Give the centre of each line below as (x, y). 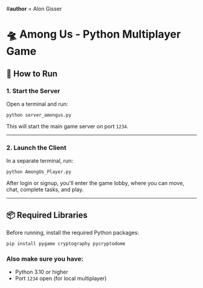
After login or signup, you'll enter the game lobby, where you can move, (95, 183)
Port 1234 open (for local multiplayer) (61, 278)
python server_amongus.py (39, 115)
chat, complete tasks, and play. (45, 189)
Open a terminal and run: (37, 104)
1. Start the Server (33, 91)
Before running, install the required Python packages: (73, 232)
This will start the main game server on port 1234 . (67, 126)
